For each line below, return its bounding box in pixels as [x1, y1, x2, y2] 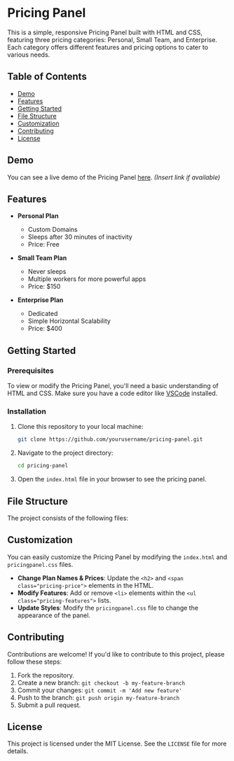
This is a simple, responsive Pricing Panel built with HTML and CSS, [7, 28, 203, 36]
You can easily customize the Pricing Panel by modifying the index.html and [7, 552, 228, 561]
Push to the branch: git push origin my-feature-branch [17, 693, 180, 701]
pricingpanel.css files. [7, 560, 74, 568]
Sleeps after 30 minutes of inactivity [27, 233, 133, 241]
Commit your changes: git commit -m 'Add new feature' [17, 685, 182, 694]
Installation [7, 406, 47, 416]
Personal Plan [17, 212, 59, 220]
